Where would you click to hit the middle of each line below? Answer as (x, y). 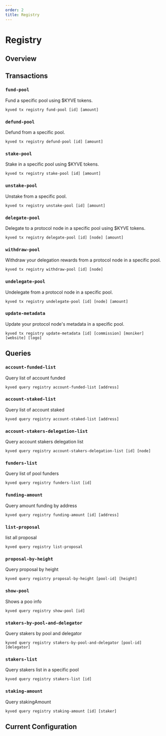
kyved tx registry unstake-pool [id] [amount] (55, 205)
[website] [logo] (24, 338)
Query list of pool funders (32, 474)
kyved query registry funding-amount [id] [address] (62, 515)
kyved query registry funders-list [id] (49, 483)
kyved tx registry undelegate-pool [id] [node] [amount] (67, 301)
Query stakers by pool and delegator (44, 633)
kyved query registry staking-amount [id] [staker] (61, 711)
